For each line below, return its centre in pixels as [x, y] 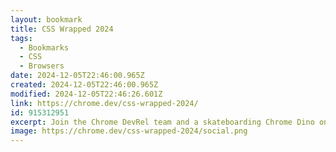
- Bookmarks [44, 47]
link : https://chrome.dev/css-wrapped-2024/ [104, 103]
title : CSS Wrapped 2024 [62, 29]
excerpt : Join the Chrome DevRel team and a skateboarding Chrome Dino [162, 122]
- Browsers [42, 66]
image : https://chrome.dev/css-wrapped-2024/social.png [129, 131]
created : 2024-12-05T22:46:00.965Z [84, 85]
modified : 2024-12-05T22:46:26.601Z [86, 94]
